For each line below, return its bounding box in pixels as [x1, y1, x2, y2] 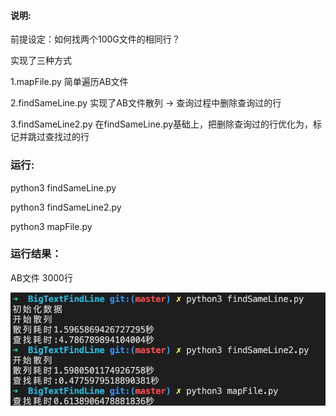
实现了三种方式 [10, 55, 72, 67]
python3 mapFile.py [10, 220, 93, 232]
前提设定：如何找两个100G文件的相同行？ [10, 33, 181, 45]
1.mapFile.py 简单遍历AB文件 [10, 76, 129, 88]
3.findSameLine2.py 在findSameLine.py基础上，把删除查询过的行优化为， [10, 118, 314, 130]
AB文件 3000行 [10, 271, 73, 284]
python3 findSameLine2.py [10, 201, 122, 213]
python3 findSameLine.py [10, 181, 117, 194]
